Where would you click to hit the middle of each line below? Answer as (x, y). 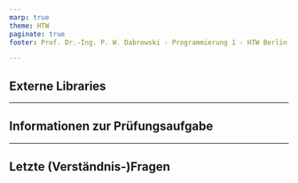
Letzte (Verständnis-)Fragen (90, 167)
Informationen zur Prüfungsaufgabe (111, 127)
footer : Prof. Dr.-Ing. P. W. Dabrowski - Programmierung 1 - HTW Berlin (149, 42)
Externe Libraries (58, 86)
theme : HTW (29, 26)
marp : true (29, 17)
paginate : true (37, 34)
